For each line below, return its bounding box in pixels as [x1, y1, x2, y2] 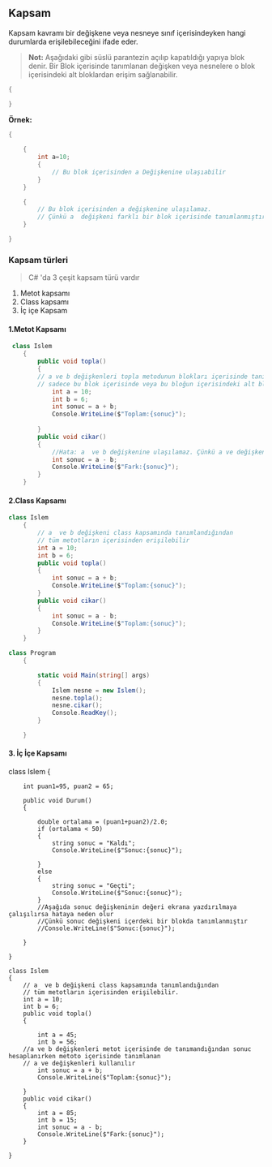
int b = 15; [37, 1116, 79, 1125]
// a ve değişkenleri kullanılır [23, 1059, 136, 1068]
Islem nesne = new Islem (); [51, 686, 147, 695]
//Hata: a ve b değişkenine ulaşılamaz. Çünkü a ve [51, 448, 233, 456]
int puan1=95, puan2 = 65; [23, 782, 114, 790]
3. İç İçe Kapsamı [8, 748, 67, 758]
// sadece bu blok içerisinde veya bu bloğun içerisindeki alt [37, 380, 255, 388]
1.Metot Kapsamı [8, 324, 66, 334]
